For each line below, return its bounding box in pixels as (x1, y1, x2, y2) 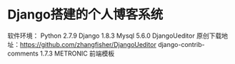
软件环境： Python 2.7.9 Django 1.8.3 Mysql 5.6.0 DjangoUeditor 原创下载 (7, 31, 222, 40)
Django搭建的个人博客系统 (7, 6, 164, 23)
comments (7, 49, 39, 58)
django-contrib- (158, 40, 205, 48)
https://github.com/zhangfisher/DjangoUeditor (20, 40, 157, 48)
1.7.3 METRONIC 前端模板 (40, 49, 115, 58)
